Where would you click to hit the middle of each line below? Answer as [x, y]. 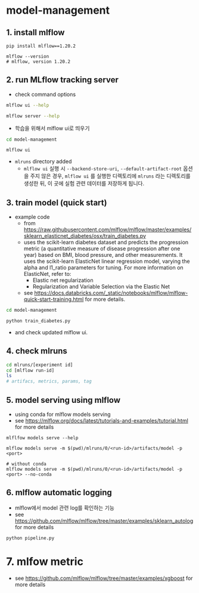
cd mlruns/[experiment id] [40, 365]
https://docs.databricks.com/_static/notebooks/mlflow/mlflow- [111, 293]
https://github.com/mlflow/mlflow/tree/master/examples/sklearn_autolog [104, 521]
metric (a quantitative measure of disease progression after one [102, 249]
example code [32, 217]
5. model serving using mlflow [63, 400]
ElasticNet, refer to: [47, 274]
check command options [45, 94]
